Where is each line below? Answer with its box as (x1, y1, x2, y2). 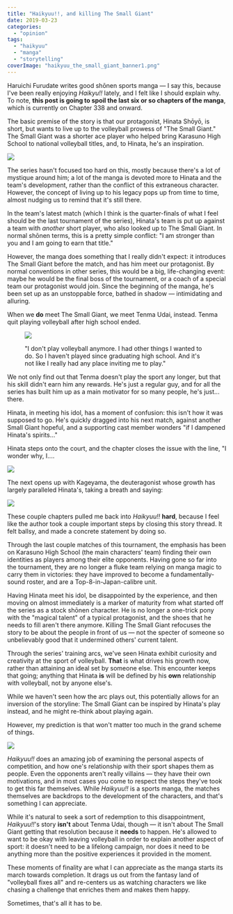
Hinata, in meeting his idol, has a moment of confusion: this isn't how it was (7, 408, 224, 417)
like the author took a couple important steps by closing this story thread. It (7, 519, 223, 527)
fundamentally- (170, 570, 214, 578)
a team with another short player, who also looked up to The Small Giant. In (7, 224, 223, 232)
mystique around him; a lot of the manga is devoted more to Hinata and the (7, 173, 222, 181)
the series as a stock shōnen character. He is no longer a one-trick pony (7, 606, 214, 614)
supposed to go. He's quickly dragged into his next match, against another (7, 416, 221, 424)
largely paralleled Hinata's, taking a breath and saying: (7, 486, 163, 494)
